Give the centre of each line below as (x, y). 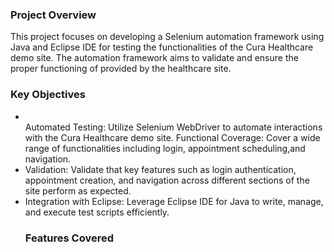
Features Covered (69, 238)
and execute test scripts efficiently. (97, 212)
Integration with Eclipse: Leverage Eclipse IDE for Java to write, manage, (174, 201)
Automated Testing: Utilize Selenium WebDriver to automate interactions (173, 127)
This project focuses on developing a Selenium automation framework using (167, 37)
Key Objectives (48, 95)
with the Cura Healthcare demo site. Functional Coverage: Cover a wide (172, 137)
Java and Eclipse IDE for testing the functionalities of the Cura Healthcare (162, 47)
